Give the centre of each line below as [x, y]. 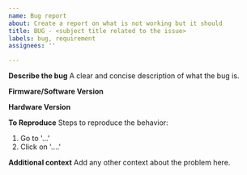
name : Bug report [38, 16]
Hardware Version [40, 107]
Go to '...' [35, 139]
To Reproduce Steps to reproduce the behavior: [88, 123]
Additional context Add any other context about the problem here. [119, 163]
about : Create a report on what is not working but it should [115, 23]
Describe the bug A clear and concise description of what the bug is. [124, 76]
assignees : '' [32, 46]
